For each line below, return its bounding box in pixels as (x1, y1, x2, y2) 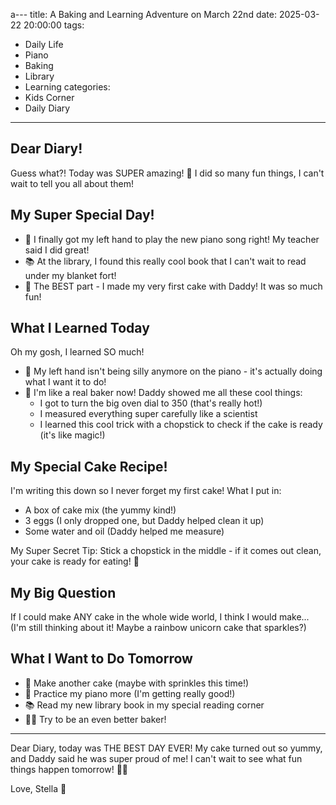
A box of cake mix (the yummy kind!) (24, 504, 177, 516)
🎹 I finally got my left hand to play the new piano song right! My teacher (24, 233, 320, 245)
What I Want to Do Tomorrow (10, 650, 193, 668)
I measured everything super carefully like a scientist (39, 408, 258, 420)
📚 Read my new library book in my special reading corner (24, 699, 265, 711)
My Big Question (10, 584, 117, 601)
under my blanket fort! (24, 269, 117, 281)
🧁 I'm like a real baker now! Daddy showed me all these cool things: (24, 387, 303, 399)
